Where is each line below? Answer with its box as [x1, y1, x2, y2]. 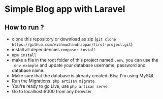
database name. [11, 67, 45, 73]
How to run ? [4, 23, 44, 32]
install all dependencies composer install [11, 47, 97, 52]
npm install [11, 53, 36, 58]
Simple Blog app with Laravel [4, 3, 126, 15]
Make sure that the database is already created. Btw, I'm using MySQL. [11, 73, 156, 78]
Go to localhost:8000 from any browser [11, 89, 92, 94]
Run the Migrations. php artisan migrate [11, 78, 95, 84]
